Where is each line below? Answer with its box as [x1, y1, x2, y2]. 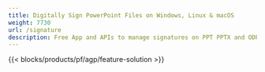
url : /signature [8, 26, 62, 34]
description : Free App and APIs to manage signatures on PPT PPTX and [8, 33, 245, 41]
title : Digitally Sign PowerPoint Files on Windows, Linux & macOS [8, 11, 235, 20]
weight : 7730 [8, 19, 51, 27]
